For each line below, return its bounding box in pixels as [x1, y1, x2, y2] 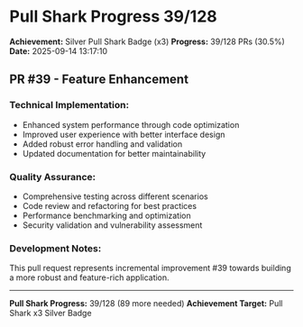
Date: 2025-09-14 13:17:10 [9, 45, 108, 56]
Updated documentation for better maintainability [22, 148, 207, 159]
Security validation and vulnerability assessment [22, 219, 203, 231]
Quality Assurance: [9, 170, 96, 183]
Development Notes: [9, 241, 102, 254]
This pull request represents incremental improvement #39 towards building [9, 263, 291, 274]
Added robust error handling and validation [22, 138, 183, 150]
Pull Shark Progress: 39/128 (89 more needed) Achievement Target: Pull [9, 298, 283, 309]
